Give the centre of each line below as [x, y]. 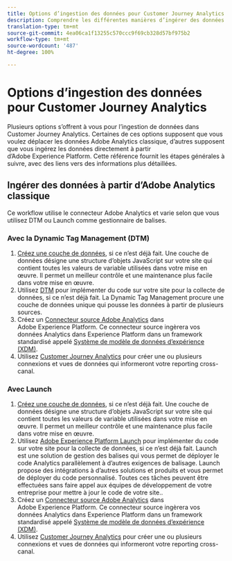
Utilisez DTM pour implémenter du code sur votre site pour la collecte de [121, 290]
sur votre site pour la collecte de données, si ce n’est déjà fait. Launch [117, 449]
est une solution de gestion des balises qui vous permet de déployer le [118, 456]
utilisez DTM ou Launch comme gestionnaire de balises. [87, 220]
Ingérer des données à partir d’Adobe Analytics [111, 185]
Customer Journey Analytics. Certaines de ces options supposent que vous [115, 134]
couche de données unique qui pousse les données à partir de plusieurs [120, 304]
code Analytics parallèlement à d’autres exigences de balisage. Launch [118, 463]
